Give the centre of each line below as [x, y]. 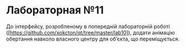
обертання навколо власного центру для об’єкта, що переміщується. [93, 39]
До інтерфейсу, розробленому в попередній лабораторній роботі [88, 26]
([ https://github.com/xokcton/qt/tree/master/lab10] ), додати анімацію [90, 32]
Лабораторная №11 [55, 10]
